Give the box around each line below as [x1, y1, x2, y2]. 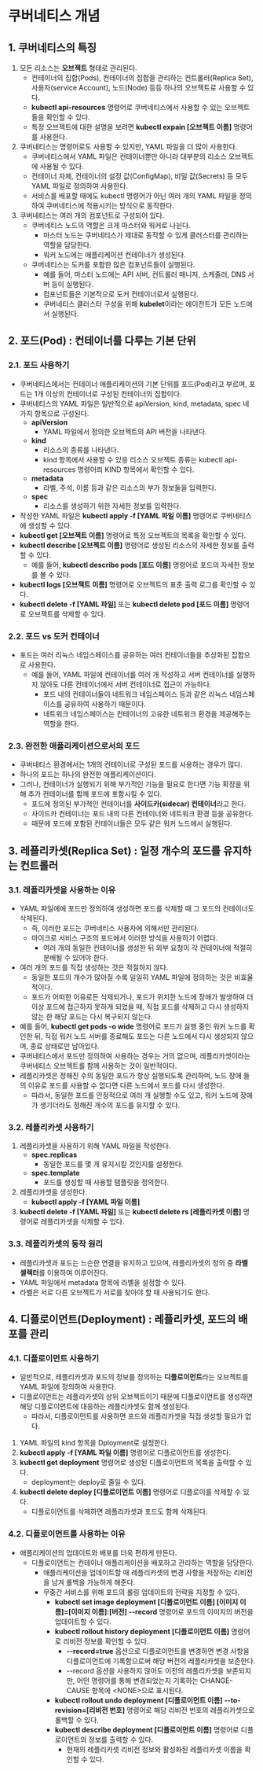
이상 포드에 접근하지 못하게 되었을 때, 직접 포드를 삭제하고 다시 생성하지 [31, 1002, 250, 1011]
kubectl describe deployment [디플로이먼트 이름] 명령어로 [54, 1725, 239, 1734]
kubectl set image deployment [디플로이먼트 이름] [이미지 [54, 1597, 239, 1607]
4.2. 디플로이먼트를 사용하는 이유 [8, 1529, 126, 1540]
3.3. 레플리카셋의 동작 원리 [8, 1239, 104, 1250]
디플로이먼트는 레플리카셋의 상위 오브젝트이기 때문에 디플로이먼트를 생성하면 [19, 1392, 254, 1401]
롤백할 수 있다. [54, 1715, 100, 1725]
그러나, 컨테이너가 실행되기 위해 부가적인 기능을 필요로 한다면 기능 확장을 [19, 779, 242, 789]
